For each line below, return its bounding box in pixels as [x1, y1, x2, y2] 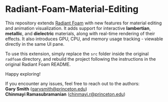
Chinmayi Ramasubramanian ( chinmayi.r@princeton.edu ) [5, 91, 126, 97]
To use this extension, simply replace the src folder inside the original [5, 51, 149, 57]
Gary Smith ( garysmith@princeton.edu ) [5, 86, 88, 92]
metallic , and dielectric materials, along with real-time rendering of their [5, 30, 155, 36]
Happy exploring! [5, 71, 41, 77]
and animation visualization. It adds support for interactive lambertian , [5, 25, 151, 31]
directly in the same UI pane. [5, 41, 65, 47]
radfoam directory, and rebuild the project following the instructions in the [5, 56, 156, 62]
